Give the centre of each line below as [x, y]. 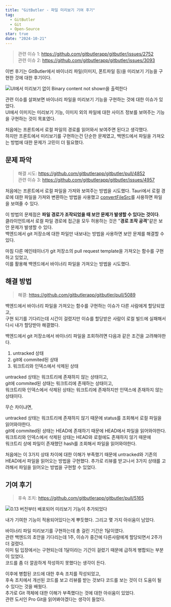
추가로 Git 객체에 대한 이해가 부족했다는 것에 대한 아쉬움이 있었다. [70, 593]
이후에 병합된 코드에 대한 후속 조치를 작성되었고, [53, 574]
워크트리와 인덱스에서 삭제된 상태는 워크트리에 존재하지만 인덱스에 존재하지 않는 [84, 390]
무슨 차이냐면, [19, 407]
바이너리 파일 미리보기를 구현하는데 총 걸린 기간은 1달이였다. [65, 531]
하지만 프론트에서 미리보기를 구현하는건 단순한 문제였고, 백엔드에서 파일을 [78, 136]
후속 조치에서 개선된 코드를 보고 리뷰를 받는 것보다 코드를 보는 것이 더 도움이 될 [83, 580]
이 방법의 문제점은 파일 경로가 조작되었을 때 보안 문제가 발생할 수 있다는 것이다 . [82, 214]
